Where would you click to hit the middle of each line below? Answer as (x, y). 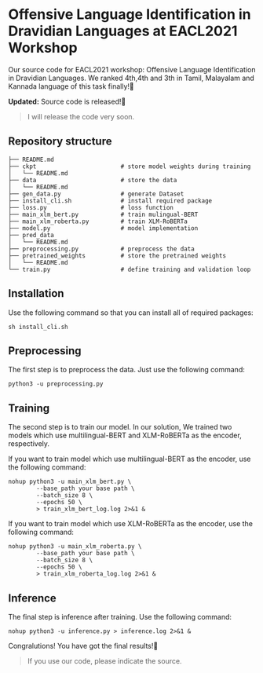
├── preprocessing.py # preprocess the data (101, 249)
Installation (36, 293)
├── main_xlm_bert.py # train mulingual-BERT (103, 214)
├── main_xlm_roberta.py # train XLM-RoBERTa (98, 221)
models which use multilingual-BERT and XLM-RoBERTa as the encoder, (125, 435)
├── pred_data (31, 235)
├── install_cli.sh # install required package (110, 201)
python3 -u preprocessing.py (56, 384)
